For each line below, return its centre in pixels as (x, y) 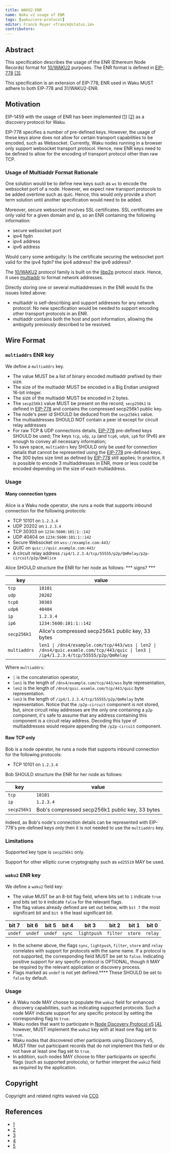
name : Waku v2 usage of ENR (35, 15)
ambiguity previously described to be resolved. (62, 325)
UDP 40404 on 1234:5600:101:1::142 (52, 537)
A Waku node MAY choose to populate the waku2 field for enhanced (83, 1002)
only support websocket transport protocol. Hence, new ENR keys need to (83, 148)
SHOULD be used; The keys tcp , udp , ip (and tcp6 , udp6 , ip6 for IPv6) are (89, 436)
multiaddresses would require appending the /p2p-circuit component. (87, 726)
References (24, 1112)
